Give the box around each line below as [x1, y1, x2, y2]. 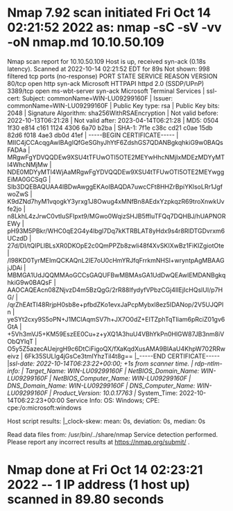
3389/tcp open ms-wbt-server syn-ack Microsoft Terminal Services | [7, 87, 205, 95]
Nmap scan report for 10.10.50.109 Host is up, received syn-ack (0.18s [7, 57, 206, 65]
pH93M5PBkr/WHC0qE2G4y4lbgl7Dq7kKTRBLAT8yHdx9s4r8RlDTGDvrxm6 [7, 227, 225, 235]
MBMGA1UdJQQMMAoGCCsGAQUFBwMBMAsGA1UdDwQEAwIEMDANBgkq [7, 270, 226, 279]
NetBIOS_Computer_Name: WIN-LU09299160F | [53, 374, 191, 382]
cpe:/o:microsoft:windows [7, 404, 82, 412]
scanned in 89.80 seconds [7, 492, 164, 508]
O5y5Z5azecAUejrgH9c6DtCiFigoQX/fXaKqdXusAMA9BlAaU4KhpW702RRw [7, 345, 225, 353]
